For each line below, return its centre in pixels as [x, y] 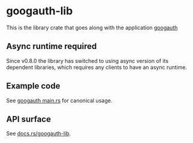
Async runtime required [52, 46]
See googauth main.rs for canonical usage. [59, 101]
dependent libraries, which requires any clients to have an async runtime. [97, 67]
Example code [33, 86]
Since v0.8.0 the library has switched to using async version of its [88, 60]
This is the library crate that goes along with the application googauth [92, 28]
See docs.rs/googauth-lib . [39, 133]
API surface [28, 119]
